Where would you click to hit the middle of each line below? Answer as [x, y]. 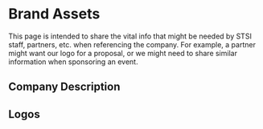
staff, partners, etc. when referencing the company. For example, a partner [132, 44]
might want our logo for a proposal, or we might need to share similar [123, 53]
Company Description [64, 87]
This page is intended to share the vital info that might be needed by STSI [130, 36]
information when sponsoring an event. [73, 62]
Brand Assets [54, 14]
